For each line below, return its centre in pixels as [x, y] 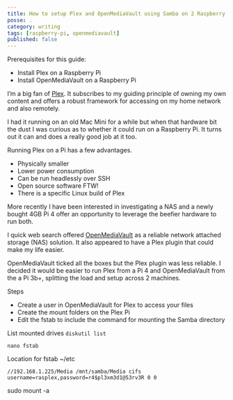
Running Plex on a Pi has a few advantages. [70, 150]
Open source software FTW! [58, 186]
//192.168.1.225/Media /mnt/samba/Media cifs [74, 372]
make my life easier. [36, 250]
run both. [20, 222]
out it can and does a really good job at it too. [72, 137]
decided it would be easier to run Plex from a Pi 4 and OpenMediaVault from [116, 271]
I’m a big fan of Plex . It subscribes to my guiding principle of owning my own [116, 94]
